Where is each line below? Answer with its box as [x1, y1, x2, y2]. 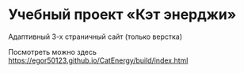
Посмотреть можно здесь [8, 47, 97, 56]
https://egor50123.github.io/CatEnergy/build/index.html [8, 56, 189, 65]
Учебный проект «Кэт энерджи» [8, 6, 237, 24]
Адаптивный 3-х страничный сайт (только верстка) [8, 32, 182, 41]
